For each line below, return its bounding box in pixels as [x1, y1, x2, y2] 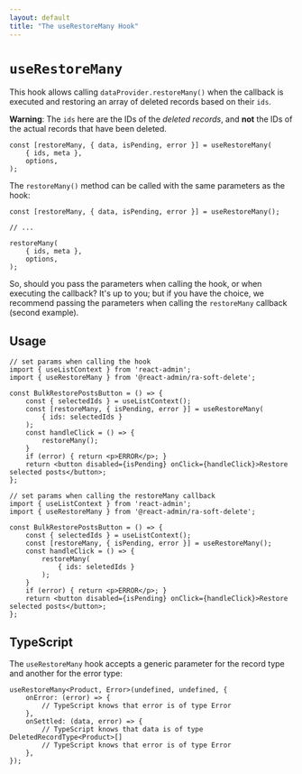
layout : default [9, 13, 70, 23]
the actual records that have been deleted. [9, 124, 167, 134]
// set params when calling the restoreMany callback [9, 492, 216, 501]
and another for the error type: [9, 668, 124, 679]
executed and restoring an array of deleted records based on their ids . [9, 97, 272, 107]
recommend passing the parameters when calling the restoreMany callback [9, 298, 288, 309]
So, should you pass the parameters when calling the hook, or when [9, 279, 262, 290]
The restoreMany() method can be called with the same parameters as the [9, 180, 286, 191]
